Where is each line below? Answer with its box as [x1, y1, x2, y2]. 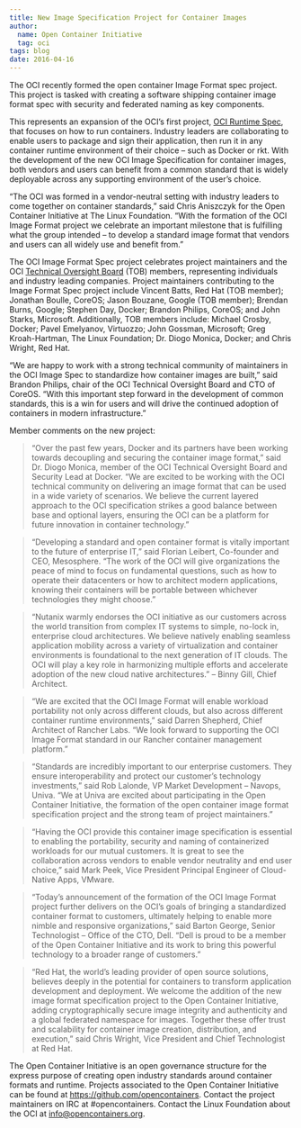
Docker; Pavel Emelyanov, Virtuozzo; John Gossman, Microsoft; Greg [9, 323, 266, 334]
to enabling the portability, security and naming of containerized [31, 836, 270, 846]
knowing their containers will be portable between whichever [31, 584, 258, 595]
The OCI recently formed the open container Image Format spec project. [9, 80, 278, 90]
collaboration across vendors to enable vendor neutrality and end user [31, 855, 292, 865]
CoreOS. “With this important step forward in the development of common [9, 389, 284, 399]
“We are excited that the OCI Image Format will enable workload [31, 696, 269, 707]
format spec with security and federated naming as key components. [9, 99, 265, 109]
